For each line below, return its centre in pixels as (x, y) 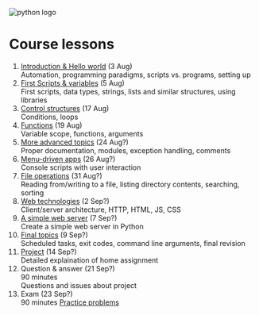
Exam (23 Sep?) (47, 294)
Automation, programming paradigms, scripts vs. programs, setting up (135, 75)
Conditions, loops (49, 117)
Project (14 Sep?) (49, 252)
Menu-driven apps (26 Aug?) (68, 159)
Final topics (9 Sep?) (54, 235)
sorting (32, 192)
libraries (34, 100)
